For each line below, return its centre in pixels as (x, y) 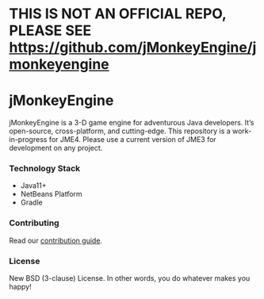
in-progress (28, 140)
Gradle (31, 202)
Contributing (34, 223)
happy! (20, 287)
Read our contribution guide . (55, 240)
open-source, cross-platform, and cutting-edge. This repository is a (120, 131)
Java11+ (33, 186)
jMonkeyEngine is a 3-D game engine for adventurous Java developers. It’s (132, 123)
